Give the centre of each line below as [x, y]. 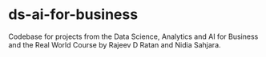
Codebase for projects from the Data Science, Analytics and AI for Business [133, 36]
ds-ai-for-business [73, 15]
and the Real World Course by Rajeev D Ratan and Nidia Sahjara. [115, 44]
